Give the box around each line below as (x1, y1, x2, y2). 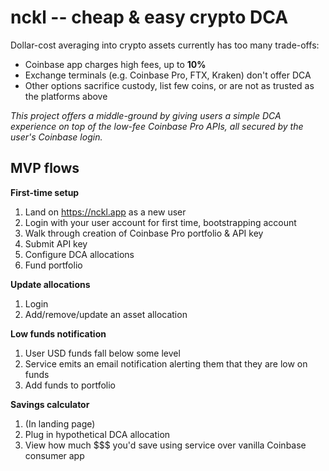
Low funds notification (10, 327, 107, 340)
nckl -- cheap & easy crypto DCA (10, 6, 289, 29)
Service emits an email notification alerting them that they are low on (24, 357, 308, 370)
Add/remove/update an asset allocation (24, 308, 188, 320)
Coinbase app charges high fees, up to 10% (24, 58, 207, 70)
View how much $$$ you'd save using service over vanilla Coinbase (24, 439, 307, 451)
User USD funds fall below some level (24, 347, 181, 359)
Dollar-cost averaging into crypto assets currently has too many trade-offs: (10, 39, 320, 51)
